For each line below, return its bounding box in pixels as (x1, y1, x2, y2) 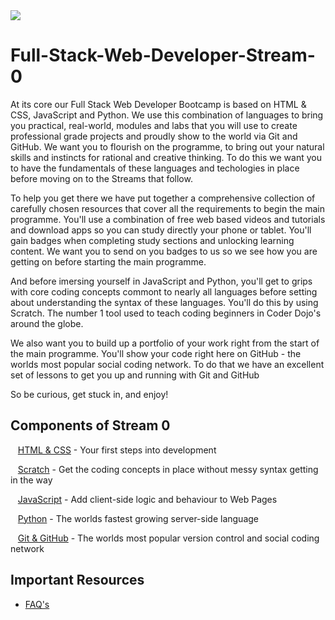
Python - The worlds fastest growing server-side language (17, 512, 260, 524)
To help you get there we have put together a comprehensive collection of (10, 192, 316, 204)
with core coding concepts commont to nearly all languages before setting (10, 285, 318, 298)
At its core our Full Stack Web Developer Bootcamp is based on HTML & (10, 98, 307, 110)
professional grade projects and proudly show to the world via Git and (10, 130, 298, 142)
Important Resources (10, 572, 145, 589)
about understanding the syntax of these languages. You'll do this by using (10, 296, 319, 308)
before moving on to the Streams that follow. (10, 172, 193, 184)
